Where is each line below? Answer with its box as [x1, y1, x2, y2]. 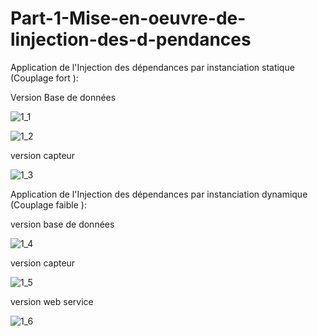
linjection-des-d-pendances [10, 28, 252, 51]
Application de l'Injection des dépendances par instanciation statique [10, 61, 295, 73]
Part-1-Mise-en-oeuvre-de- [10, 7, 247, 30]
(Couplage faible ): [10, 198, 87, 211]
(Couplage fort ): [10, 72, 79, 84]
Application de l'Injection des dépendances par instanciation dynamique [10, 188, 308, 200]
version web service [10, 295, 94, 307]
